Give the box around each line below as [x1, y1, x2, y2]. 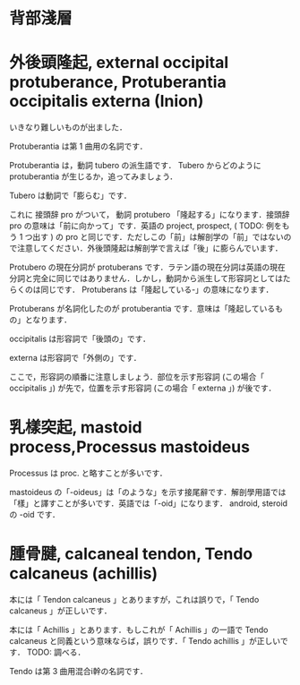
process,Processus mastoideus [9, 437, 251, 458]
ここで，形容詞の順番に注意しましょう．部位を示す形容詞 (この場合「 [9, 372, 265, 382]
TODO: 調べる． [26, 646, 86, 657]
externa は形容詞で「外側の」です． [9, 353, 141, 364]
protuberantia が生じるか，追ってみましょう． [9, 171, 178, 182]
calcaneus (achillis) [9, 563, 159, 584]
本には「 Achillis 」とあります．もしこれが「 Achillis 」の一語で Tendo [9, 624, 269, 635]
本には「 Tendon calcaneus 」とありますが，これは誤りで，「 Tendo [9, 595, 260, 604]
